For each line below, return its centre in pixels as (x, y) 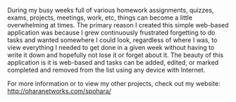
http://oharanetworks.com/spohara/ (59, 91)
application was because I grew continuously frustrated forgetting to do (111, 32)
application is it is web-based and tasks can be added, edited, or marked (113, 62)
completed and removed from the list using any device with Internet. (106, 70)
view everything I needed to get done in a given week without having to (111, 47)
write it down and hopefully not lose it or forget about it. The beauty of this (116, 55)
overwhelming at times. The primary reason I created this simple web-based (118, 25)
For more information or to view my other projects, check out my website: (114, 83)
